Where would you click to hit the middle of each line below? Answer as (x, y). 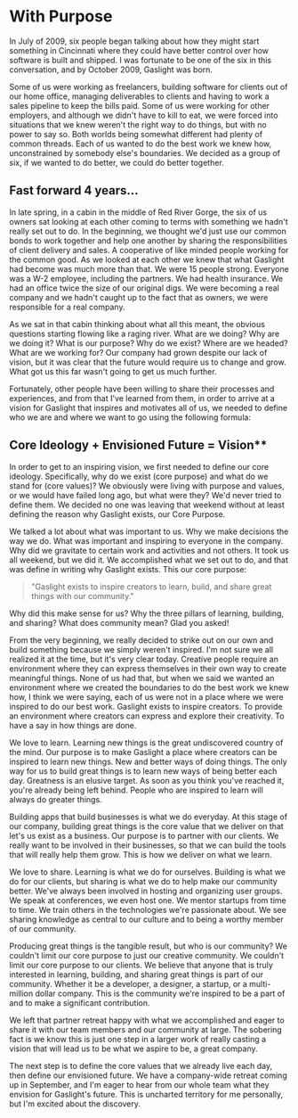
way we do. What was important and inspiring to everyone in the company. (146, 540)
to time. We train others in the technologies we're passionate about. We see (148, 909)
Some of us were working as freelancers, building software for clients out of (149, 86)
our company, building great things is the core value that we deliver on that (147, 826)
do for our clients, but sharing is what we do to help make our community (143, 881)
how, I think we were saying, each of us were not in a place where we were (147, 696)
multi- (260, 983)
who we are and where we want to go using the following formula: (130, 417)
